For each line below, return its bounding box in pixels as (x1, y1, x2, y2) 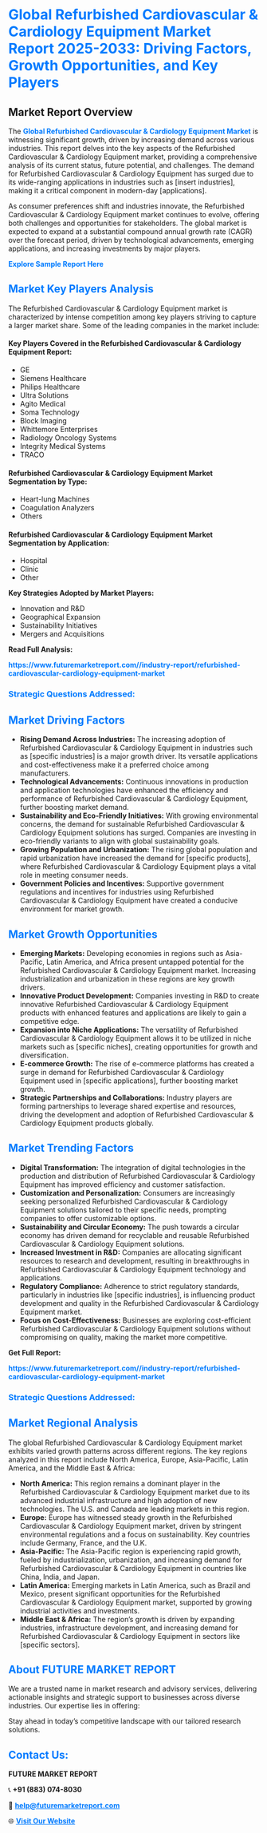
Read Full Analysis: (8, 645, 73, 654)
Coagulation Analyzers (19, 503, 95, 513)
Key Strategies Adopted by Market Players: (8, 589, 155, 598)
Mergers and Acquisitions (19, 629, 105, 639)
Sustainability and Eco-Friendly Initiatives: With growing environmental (19, 811, 259, 820)
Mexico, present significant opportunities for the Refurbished (19, 1589, 221, 1598)
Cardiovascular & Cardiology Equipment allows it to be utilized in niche (19, 1033, 252, 1043)
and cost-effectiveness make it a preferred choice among (19, 760, 210, 770)
